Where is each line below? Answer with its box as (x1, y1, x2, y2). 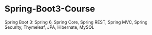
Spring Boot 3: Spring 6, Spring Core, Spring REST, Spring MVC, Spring (4, 19, 148, 25)
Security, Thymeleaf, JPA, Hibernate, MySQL (4, 24, 95, 30)
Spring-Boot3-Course (4, 3, 95, 14)
